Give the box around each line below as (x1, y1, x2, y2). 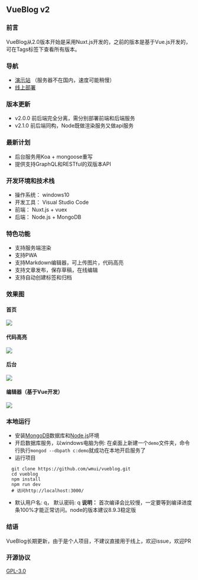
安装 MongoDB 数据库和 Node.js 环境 (14, 432, 99, 439)
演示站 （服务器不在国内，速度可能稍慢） (14, 76, 115, 84)
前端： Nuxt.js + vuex (14, 206, 67, 213)
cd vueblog (11, 471, 38, 478)
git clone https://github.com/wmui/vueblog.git (11, 466, 131, 472)
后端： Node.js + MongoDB (14, 213, 82, 220)
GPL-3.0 (6, 567, 27, 574)
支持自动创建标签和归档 (14, 274, 72, 281)
